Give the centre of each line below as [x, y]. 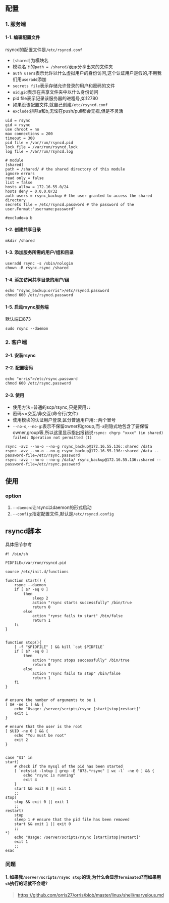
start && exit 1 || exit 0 [43, 824]
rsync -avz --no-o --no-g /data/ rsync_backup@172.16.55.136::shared [80, 460]
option [13, 496]
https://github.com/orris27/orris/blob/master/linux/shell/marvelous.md [91, 895]
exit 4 [30, 780]
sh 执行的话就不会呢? [26, 883]
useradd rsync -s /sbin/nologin [39, 263]
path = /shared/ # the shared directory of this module [65, 169]
